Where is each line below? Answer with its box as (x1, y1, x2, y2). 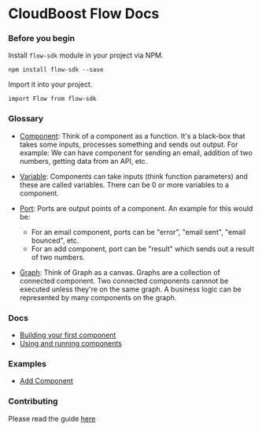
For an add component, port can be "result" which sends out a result (31, 243, 254, 253)
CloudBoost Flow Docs (8, 5, 160, 23)
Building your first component (19, 330, 116, 340)
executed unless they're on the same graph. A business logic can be (19, 284, 242, 294)
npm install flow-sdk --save (8, 66, 104, 74)
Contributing (8, 396, 58, 407)
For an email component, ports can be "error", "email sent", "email (31, 227, 246, 236)
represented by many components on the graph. (19, 292, 177, 302)
